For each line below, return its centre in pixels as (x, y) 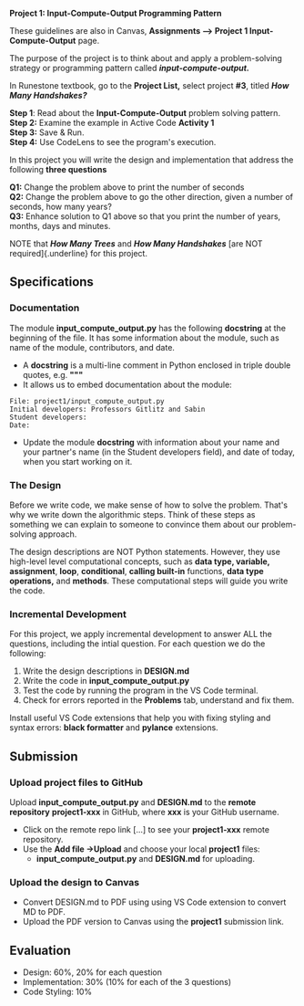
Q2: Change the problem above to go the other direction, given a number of (152, 197)
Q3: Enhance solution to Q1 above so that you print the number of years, (145, 216)
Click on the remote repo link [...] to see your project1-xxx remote (146, 829)
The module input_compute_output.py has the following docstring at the (148, 328)
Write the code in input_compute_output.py (106, 681)
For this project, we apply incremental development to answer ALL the (141, 634)
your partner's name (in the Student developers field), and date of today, (159, 452)
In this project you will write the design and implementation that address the (152, 160)
